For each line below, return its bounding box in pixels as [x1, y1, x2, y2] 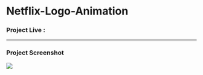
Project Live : [6, 26, 45, 34]
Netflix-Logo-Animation [6, 4, 129, 18]
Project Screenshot [6, 48, 65, 57]
